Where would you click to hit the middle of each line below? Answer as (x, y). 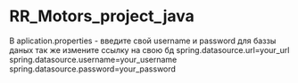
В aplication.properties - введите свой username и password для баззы (143, 41)
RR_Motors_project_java (102, 16)
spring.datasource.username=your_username (93, 59)
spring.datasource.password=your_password (93, 69)
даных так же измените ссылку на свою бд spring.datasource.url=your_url (149, 49)
